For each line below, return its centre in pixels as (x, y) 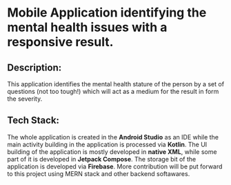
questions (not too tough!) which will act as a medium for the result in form (113, 91)
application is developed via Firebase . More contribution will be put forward (115, 166)
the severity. (25, 99)
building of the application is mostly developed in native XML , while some (112, 152)
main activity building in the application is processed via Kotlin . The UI (107, 144)
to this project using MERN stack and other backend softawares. (99, 173)
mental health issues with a (87, 27)
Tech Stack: (33, 120)
